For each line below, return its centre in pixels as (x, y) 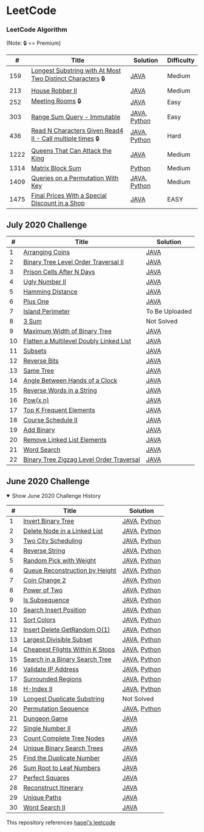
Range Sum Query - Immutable (76, 117)
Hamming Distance (50, 292)
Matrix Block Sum (56, 168)
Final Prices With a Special (69, 196)
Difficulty (181, 60)
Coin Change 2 (45, 580)
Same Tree (39, 371)
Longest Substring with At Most (76, 70)
